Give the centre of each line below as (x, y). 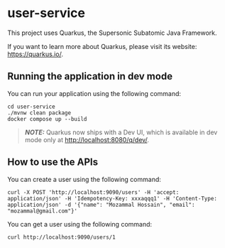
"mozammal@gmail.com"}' (43, 211)
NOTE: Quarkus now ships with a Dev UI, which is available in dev (121, 132)
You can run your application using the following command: (94, 93)
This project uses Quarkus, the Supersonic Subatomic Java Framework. (112, 33)
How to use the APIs (53, 162)
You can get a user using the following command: (80, 224)
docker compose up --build (47, 119)
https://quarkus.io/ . (35, 54)
